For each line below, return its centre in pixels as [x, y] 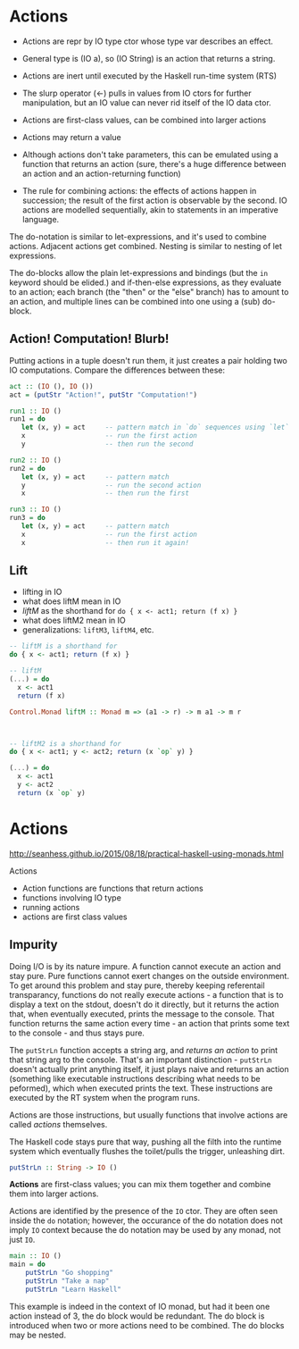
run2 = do [28, 468]
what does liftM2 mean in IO [74, 620]
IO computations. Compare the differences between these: [117, 370]
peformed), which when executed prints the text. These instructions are [141, 1088]
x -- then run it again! [105, 542]
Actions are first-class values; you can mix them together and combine [140, 1185]
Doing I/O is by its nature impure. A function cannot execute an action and [145, 966]
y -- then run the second [107, 444]
